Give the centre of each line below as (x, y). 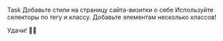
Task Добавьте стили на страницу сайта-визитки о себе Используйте (110, 10)
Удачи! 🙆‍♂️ (22, 30)
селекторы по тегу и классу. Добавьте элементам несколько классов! (112, 17)
